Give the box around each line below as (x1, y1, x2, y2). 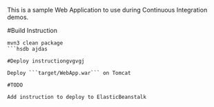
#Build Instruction (7, 27, 57, 34)
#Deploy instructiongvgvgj (7, 58, 85, 64)
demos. (7, 13, 29, 21)
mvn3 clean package (7, 40, 64, 47)
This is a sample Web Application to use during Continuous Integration (7, 6, 208, 14)
